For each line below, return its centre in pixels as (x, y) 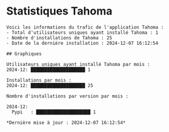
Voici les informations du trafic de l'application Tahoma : (85, 27)
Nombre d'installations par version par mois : (68, 96)
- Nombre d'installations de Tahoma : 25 (59, 38)
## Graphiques (24, 54)
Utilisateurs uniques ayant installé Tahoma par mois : (78, 64)
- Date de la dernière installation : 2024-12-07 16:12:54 (82, 43)
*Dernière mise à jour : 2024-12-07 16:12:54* (66, 122)
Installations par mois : (39, 80)
